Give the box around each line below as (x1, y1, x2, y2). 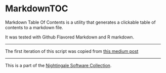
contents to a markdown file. (5, 24, 63, 30)
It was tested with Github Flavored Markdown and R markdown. (5, 34, 134, 40)
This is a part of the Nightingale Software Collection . (5, 62, 112, 68)
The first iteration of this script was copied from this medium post (5, 48, 139, 54)
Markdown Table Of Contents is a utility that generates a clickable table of (5, 19, 156, 25)
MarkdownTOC (5, 3, 68, 14)
